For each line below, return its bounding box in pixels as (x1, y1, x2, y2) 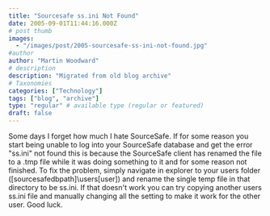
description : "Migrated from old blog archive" (8, 72, 172, 80)
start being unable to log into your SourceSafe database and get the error (8, 140, 253, 149)
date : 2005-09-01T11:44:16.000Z (8, 19, 117, 27)
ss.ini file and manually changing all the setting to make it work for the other (8, 191, 261, 201)
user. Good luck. (8, 200, 63, 210)
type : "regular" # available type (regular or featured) (8, 102, 205, 110)
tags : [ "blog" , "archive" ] (8, 94, 99, 102)
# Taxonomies (8, 79, 53, 87)
